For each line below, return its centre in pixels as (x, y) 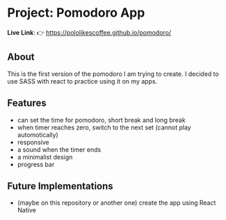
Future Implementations (60, 186)
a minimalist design (45, 157)
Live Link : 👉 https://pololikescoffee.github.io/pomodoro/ (89, 32)
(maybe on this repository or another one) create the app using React (116, 203)
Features (27, 103)
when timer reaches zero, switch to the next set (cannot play (104, 127)
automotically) (38, 134)
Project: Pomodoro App (76, 13)
